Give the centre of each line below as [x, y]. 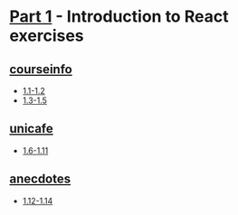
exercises [47, 36]
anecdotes [40, 179]
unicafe [32, 129]
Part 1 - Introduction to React [119, 17]
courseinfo [41, 69]
